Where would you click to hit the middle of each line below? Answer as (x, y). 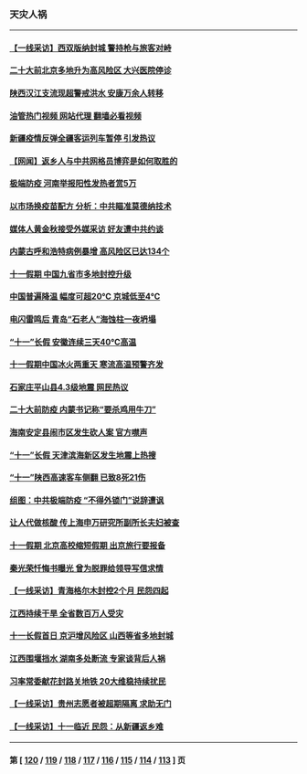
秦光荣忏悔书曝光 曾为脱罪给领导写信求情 (87, 567)
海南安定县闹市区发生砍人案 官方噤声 (79, 432)
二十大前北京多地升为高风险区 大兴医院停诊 (90, 70)
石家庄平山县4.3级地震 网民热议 (69, 387)
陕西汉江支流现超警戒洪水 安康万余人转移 (87, 93)
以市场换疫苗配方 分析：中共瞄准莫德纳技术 (90, 207)
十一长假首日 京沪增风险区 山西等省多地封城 (91, 636)
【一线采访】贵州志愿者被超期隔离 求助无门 (90, 704)
